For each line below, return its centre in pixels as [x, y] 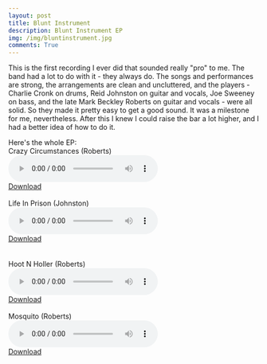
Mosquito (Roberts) [40, 316]
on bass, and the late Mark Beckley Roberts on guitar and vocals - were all [130, 102]
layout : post [30, 16]
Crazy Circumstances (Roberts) [60, 151]
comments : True [33, 45]
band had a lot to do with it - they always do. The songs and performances [131, 76]
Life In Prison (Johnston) [49, 203]
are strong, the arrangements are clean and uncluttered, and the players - [129, 85]
